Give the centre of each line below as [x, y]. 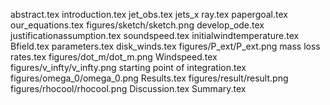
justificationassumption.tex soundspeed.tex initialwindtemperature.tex [155, 35]
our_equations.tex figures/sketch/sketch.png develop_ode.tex [137, 25]
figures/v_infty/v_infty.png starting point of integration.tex [128, 67]
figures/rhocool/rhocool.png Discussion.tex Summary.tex [128, 88]
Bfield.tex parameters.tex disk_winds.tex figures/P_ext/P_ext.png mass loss [165, 46]
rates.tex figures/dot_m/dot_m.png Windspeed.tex [114, 57]
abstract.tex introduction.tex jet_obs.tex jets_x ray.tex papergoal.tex [149, 14]
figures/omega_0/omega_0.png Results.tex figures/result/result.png [149, 78]
